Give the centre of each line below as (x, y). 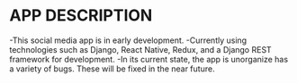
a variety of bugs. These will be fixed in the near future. (112, 69)
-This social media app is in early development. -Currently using (128, 40)
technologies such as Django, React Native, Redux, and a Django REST (140, 49)
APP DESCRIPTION (81, 16)
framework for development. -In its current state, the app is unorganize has (149, 59)
